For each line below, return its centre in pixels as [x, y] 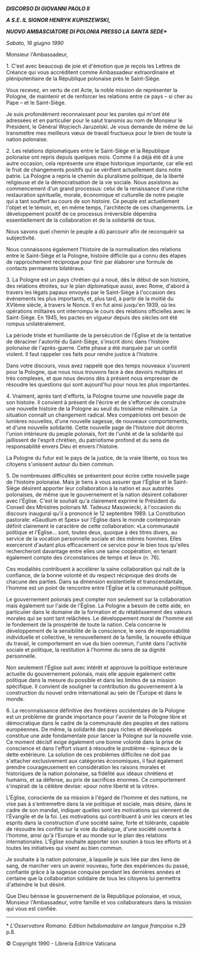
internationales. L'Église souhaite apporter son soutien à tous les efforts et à [99, 842]
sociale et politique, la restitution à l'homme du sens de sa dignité [86, 650]
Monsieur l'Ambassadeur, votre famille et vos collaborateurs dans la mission [99, 902]
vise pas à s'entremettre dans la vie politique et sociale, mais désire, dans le [99, 804]
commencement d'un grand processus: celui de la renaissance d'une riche [97, 188]
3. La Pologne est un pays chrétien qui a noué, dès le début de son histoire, [98, 280]
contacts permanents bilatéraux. [46, 268]
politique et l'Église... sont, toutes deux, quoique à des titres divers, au [92, 532]
